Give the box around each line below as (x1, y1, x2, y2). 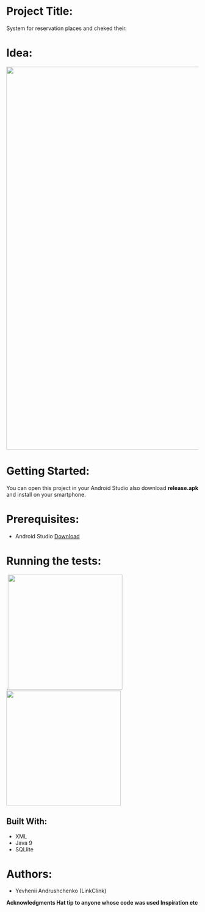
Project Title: (6, 4, 73, 18)
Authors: (6, 867, 52, 881)
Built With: (6, 816, 48, 827)
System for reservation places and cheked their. (6, 24, 127, 32)
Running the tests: (6, 554, 102, 568)
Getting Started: (6, 464, 90, 478)
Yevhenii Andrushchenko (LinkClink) (15, 887, 107, 895)
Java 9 (15, 839, 32, 846)
